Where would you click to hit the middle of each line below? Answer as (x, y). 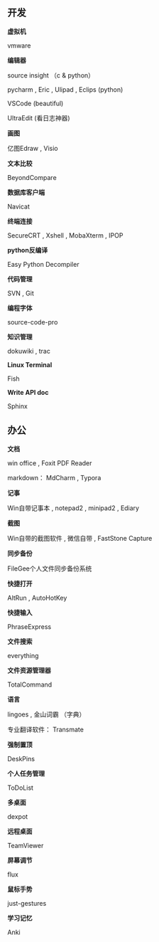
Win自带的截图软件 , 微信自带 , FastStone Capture (80, 538)
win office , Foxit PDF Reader (50, 463)
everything (23, 655)
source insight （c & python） (51, 75)
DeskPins (21, 758)
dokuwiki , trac (29, 351)
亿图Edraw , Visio (33, 148)
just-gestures (27, 903)
